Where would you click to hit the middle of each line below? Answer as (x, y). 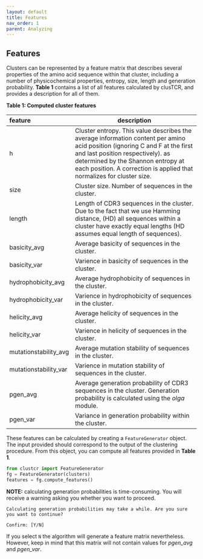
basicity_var (26, 265)
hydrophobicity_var (36, 300)
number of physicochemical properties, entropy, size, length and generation (101, 81)
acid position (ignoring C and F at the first (134, 146)
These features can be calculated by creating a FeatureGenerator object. (97, 438)
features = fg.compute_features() (50, 480)
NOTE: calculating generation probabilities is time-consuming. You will (94, 491)
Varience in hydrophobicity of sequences (133, 296)
